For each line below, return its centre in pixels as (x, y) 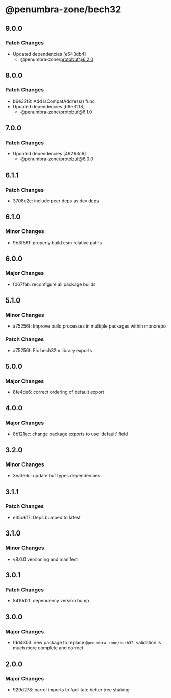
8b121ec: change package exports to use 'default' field (70, 434)
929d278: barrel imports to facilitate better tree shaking (71, 690)
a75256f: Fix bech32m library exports (52, 351)
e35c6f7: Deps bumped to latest (46, 518)
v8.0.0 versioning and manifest (45, 559)
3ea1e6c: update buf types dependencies (56, 476)
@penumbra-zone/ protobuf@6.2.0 (57, 59)
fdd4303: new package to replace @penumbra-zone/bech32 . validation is (87, 643)
